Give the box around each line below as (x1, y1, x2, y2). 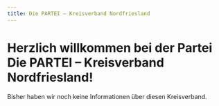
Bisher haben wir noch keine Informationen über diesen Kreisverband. (7, 92, 207, 100)
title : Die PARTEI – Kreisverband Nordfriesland (7, 10, 150, 17)
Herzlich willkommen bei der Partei (7, 39, 213, 55)
